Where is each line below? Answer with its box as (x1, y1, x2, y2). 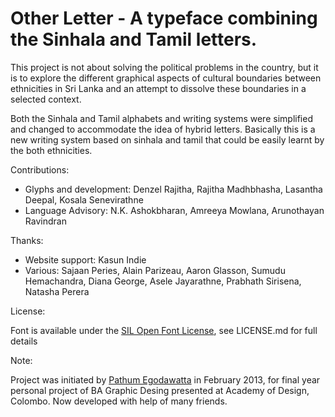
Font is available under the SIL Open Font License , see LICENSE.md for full (10, 324, 318, 336)
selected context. (10, 93, 82, 105)
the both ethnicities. (10, 144, 93, 156)
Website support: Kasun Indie (24, 253, 147, 266)
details (10, 335, 38, 347)
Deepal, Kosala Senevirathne (24, 193, 144, 206)
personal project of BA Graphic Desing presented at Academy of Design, (10, 384, 310, 396)
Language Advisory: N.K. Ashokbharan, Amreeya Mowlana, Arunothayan (24, 204, 325, 216)
